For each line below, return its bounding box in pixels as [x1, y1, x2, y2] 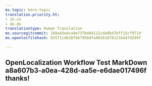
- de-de [5, 21, 22, 27]
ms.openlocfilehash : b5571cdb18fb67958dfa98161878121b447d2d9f [5, 36, 141, 41]
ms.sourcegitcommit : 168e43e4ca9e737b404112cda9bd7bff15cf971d [5, 31, 141, 36]
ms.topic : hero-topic [5, 7, 51, 13]
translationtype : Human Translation [5, 26, 82, 31]
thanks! [5, 74, 30, 83]
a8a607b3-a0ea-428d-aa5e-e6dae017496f [5, 66, 147, 75]
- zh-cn [5, 17, 22, 22]
